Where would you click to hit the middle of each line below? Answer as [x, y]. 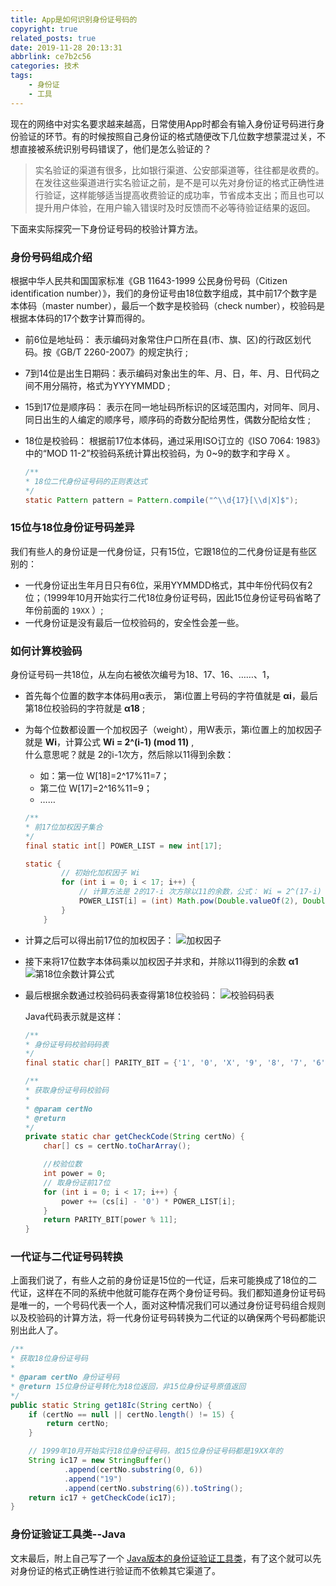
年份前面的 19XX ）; [64, 610]
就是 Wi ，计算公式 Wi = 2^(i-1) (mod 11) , [109, 742]
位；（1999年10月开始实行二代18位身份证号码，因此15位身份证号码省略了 [173, 597]
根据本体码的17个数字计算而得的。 [80, 318]
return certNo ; [78, 1424]
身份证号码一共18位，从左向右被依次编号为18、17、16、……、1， [142, 675]
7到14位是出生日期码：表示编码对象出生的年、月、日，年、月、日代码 [168, 373]
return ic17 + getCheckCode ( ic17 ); [102, 1497]
